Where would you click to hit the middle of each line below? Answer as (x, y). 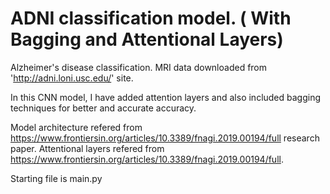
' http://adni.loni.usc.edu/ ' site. (72, 78)
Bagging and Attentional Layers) (147, 39)
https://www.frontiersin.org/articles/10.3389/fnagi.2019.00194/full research (165, 138)
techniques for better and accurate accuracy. (103, 108)
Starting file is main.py (56, 178)
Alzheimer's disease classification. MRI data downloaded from (139, 67)
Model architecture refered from (76, 127)
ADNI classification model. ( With (151, 18)
